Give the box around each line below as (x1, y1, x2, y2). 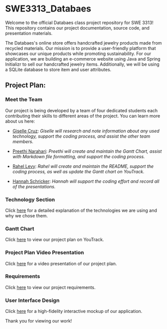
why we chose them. (5, 212, 48, 218)
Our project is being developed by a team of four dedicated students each (5, 107, 158, 113)
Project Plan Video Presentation (5, 249, 84, 256)
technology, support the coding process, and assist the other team (12, 133, 150, 139)
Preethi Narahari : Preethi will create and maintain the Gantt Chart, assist (12, 148, 162, 154)
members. (12, 138, 33, 144)
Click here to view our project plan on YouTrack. (5, 236, 104, 243)
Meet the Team (5, 96, 42, 103)
